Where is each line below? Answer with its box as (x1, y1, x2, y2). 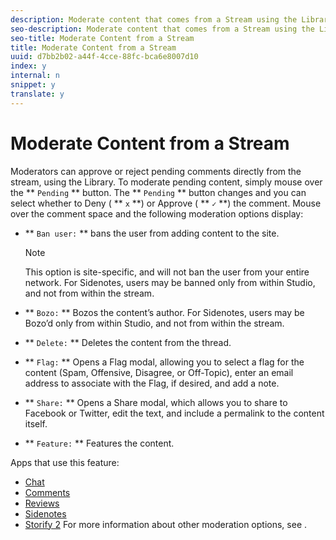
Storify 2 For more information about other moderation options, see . (24, 518, 308, 530)
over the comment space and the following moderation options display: (10, 207, 304, 220)
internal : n (10, 71, 60, 81)
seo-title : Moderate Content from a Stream (10, 33, 195, 43)
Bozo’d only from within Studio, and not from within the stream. (24, 317, 285, 329)
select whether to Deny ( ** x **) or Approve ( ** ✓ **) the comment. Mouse (10, 197, 322, 209)
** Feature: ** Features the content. (24, 437, 175, 449)
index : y (10, 61, 47, 71)
